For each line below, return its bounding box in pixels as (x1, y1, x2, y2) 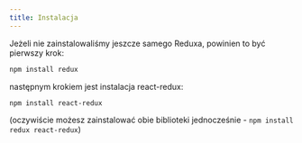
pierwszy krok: (9, 47, 65, 58)
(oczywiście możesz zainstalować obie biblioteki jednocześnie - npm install (9, 114, 294, 126)
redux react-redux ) (9, 124, 81, 135)
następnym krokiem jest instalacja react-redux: (9, 81, 184, 92)
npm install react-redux (9, 98, 103, 108)
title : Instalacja (9, 13, 78, 22)
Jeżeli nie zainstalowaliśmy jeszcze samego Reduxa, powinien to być (9, 38, 266, 49)
